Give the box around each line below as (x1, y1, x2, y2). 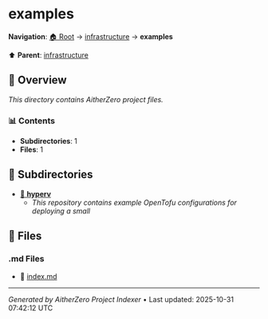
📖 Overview (8, 74, 67, 87)
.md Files (8, 253, 45, 265)
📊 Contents (8, 115, 56, 126)
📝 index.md (19, 271, 57, 281)
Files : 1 (19, 145, 44, 154)
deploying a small (31, 205, 90, 216)
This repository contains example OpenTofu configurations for (31, 197, 238, 207)
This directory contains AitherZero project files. (8, 94, 164, 104)
